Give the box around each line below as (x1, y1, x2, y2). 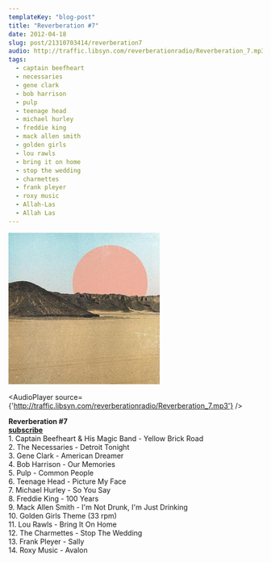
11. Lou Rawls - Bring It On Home (8, 519, 117, 529)
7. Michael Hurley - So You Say (8, 485, 111, 494)
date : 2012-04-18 (8, 30, 67, 38)
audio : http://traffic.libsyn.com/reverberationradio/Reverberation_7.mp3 (8, 47, 265, 56)
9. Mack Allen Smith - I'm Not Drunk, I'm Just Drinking (8, 502, 188, 512)
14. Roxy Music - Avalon (8, 545, 89, 555)
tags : (8, 56, 27, 64)
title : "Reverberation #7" (8, 21, 99, 30)
